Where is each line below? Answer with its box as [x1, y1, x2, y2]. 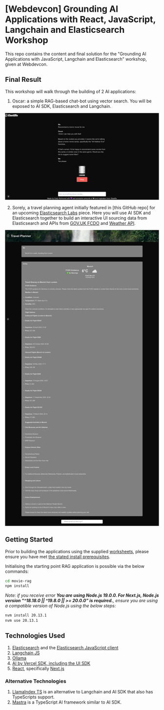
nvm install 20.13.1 [5, 613, 47, 618]
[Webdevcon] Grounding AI [5, 3, 119, 15]
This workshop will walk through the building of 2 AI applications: [5, 88, 137, 94]
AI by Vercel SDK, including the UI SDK [12, 660, 91, 666]
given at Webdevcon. [5, 61, 48, 67]
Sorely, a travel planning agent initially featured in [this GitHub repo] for [12, 205, 155, 211]
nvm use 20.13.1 [5, 618, 38, 623]
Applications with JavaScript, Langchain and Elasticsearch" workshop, [5, 56, 147, 62]
